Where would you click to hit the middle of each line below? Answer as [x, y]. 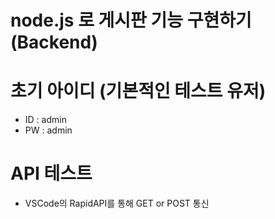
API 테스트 [51, 173]
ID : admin [45, 120]
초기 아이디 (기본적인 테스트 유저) [138, 91]
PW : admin [48, 130]
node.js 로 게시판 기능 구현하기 [131, 20]
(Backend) [54, 42]
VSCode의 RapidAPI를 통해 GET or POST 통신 [117, 203]
